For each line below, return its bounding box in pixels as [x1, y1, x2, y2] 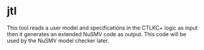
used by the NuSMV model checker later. [7, 37, 110, 44]
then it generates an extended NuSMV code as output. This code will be [7, 30, 186, 37]
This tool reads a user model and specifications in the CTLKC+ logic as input [7, 24, 199, 31]
